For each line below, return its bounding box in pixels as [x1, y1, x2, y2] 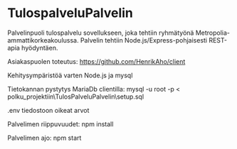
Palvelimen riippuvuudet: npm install [7, 119, 114, 128]
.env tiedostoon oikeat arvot [7, 106, 90, 114]
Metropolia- [195, 28, 230, 37]
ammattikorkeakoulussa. [7, 35, 79, 44]
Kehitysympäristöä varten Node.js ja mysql [7, 71, 133, 79]
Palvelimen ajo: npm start [7, 133, 82, 142]
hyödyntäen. [21, 43, 58, 52]
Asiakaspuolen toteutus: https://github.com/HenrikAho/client [7, 57, 186, 65]
